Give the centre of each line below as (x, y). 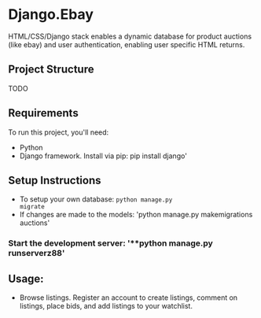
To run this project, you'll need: (59, 132)
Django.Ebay (51, 15)
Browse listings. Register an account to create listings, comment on (129, 298)
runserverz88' (37, 253)
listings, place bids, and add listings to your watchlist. (106, 306)
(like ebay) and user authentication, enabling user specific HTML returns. (127, 44)
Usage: (26, 278)
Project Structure (51, 70)
